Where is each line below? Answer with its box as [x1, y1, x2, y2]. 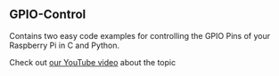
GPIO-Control [9, 7, 86, 22]
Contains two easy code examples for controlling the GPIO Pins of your [9, 30, 270, 41]
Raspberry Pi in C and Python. [9, 40, 120, 50]
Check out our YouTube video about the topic [9, 57, 176, 67]
